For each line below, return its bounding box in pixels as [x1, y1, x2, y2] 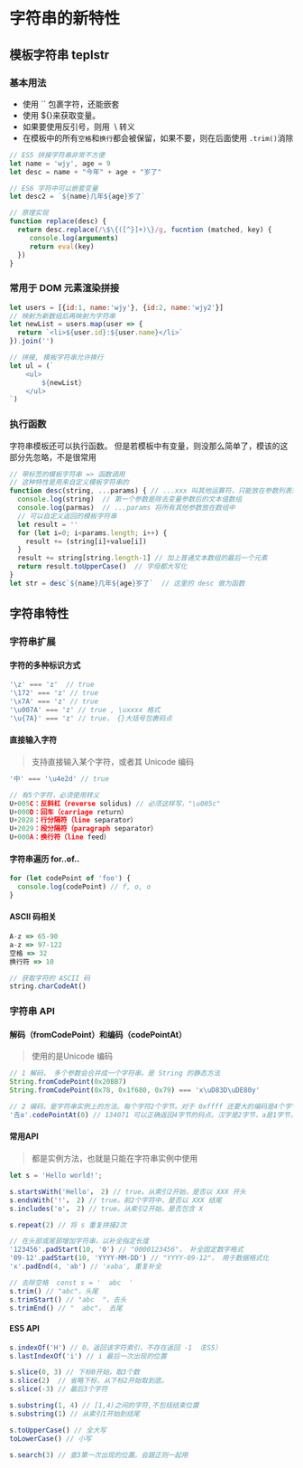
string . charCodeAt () [9, 982, 87, 991]
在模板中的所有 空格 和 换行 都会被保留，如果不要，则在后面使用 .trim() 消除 [22, 132, 294, 143]
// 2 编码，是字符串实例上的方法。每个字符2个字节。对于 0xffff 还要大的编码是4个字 [9, 1102, 291, 1112]
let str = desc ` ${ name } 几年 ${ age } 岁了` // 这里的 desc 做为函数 [9, 579, 245, 588]
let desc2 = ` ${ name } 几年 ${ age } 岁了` [9, 192, 146, 202]
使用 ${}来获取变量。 [22, 109, 101, 120]
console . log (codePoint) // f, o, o [17, 882, 151, 891]
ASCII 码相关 [9, 911, 57, 922]
